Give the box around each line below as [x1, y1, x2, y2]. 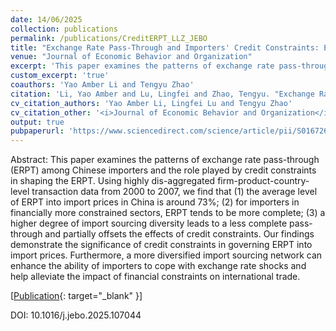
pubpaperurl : [10, 126, 65, 136]
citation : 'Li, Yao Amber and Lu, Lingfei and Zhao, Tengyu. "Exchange [10, 89, 315, 99]
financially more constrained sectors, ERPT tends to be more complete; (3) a [10, 207, 326, 219]
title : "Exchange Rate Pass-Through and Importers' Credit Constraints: [10, 42, 320, 53]
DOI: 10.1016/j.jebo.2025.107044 [10, 309, 142, 321]
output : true [10, 117, 65, 127]
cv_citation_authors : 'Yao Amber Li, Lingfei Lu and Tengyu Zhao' [10, 98, 293, 108]
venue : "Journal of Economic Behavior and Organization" [10, 52, 253, 62]
